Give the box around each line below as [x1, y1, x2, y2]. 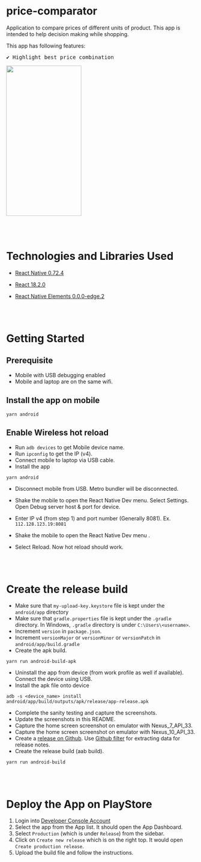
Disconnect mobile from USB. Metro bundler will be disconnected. [14, 485, 179, 492]
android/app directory [14, 609, 69, 616]
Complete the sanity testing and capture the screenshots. [14, 709, 157, 716]
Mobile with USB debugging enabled [14, 371, 106, 378]
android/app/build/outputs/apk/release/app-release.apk [6, 699, 149, 705]
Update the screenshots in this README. [14, 716, 116, 723]
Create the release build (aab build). [14, 748, 104, 755]
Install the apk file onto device [14, 682, 89, 689]
